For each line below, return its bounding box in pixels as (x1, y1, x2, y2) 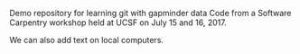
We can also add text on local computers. (9, 35, 164, 45)
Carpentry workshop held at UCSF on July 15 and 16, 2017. (9, 17, 228, 28)
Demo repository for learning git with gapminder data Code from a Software (9, 8, 292, 18)
